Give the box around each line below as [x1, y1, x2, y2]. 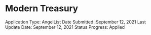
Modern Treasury [5, 3, 78, 14]
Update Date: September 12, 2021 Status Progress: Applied [5, 24, 125, 30]
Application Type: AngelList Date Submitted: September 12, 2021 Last [5, 19, 146, 25]
